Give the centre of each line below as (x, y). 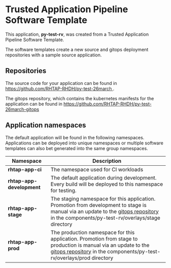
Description (107, 161)
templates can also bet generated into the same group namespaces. (77, 148)
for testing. (64, 190)
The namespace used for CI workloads (97, 169)
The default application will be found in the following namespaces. (75, 137)
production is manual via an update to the (100, 245)
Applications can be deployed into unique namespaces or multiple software (84, 143)
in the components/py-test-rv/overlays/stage (105, 218)
